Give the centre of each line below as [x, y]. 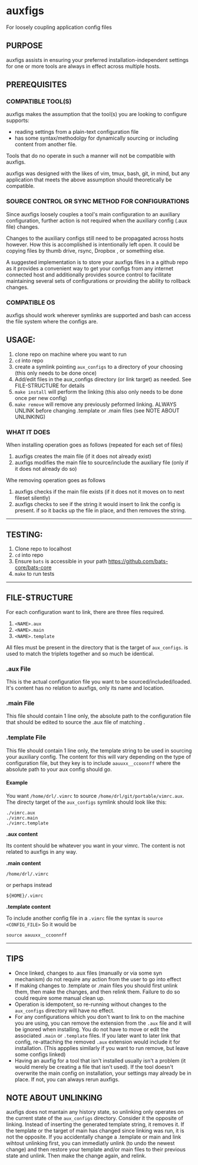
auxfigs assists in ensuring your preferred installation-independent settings [97, 60]
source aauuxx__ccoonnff [37, 935]
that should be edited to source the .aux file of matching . [76, 722]
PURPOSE [24, 46]
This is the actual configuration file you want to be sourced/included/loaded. [99, 682]
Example [17, 783]
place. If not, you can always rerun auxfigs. [67, 1079]
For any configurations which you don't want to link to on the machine [99, 1017]
